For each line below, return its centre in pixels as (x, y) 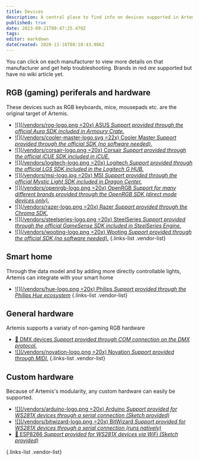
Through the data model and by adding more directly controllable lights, (94, 271)
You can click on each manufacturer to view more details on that (85, 61)
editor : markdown (28, 39)
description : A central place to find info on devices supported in (92, 17)
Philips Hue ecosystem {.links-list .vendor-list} (71, 295)
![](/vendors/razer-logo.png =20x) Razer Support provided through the (101, 207)
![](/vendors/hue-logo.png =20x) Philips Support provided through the (100, 289)
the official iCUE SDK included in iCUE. (62, 156)
